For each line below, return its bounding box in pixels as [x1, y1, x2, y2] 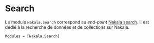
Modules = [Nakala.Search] [5, 34, 60, 39]
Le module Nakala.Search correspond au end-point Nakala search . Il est [5, 19, 150, 25]
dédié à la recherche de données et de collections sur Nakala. [5, 24, 130, 30]
